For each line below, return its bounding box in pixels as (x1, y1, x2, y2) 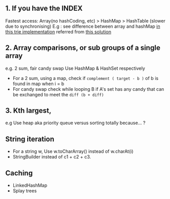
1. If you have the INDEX (5, 4, 83, 13)
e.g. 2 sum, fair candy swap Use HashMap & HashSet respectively (5, 65, 145, 71)
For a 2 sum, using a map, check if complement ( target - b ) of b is (12, 75, 159, 81)
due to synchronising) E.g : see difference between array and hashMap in (5, 23, 160, 29)
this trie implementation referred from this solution (5, 28, 112, 35)
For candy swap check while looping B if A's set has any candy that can (12, 86, 164, 92)
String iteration (5, 134, 55, 143)
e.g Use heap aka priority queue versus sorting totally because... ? (5, 120, 146, 126)
